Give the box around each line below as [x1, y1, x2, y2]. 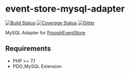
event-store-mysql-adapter [5, 3, 125, 15]
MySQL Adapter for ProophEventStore [5, 29, 86, 35]
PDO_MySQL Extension [12, 63, 62, 69]
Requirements [5, 44, 51, 53]
